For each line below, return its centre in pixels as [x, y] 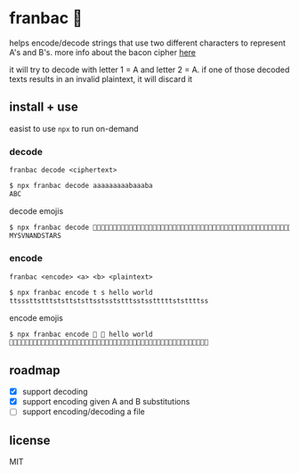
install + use [44, 107]
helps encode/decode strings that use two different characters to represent [148, 43]
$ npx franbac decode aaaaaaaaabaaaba [81, 186]
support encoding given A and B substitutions [106, 402]
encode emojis [36, 318]
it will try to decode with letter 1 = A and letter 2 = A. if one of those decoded [149, 69]
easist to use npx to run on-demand [74, 128]
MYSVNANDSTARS [36, 235]
